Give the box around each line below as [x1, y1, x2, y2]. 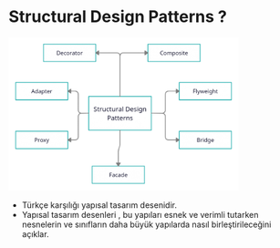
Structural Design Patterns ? [8, 6, 227, 27]
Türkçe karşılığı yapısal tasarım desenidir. [21, 199, 177, 211]
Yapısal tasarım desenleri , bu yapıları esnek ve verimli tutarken [21, 209, 259, 220]
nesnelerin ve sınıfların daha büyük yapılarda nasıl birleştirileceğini [21, 219, 272, 230]
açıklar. [21, 228, 49, 239]
